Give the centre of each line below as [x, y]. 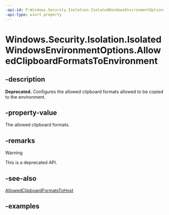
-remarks [20, 141]
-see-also [21, 178]
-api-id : [14, 10]
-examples [22, 206]
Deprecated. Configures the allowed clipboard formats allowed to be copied [84, 92]
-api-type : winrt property [33, 15]
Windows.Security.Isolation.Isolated [83, 40]
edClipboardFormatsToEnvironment [81, 61]
